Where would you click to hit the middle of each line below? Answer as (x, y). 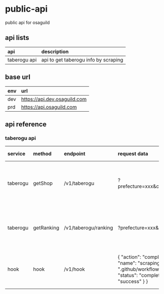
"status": (128, 275)
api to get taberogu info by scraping (82, 59)
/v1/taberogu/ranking (89, 228)
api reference (26, 124)
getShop (43, 183)
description (55, 51)
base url (18, 77)
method (42, 154)
